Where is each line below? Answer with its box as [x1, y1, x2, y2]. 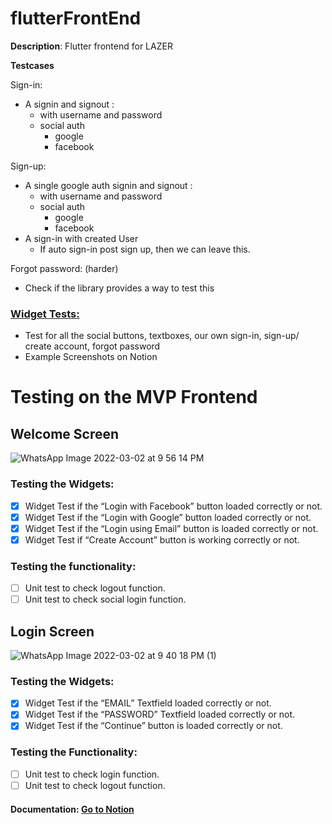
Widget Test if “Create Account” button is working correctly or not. [24, 533, 300, 546]
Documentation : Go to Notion [10, 803, 135, 815]
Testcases [10, 59, 55, 71]
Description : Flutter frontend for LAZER [10, 40, 173, 52]
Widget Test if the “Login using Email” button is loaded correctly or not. [24, 522, 319, 534]
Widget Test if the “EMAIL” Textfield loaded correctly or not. [24, 697, 272, 709]
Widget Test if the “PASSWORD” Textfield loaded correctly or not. [24, 708, 296, 721]
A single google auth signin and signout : [24, 179, 193, 191]
